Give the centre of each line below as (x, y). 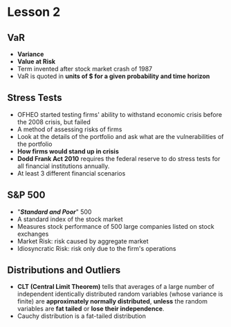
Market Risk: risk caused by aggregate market (83, 241)
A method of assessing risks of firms (70, 129)
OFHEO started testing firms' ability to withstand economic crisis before (120, 114)
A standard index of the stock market (70, 219)
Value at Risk (36, 62)
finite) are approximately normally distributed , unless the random (112, 301)
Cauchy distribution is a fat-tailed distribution (82, 316)
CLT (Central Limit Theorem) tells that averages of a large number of (115, 287)
